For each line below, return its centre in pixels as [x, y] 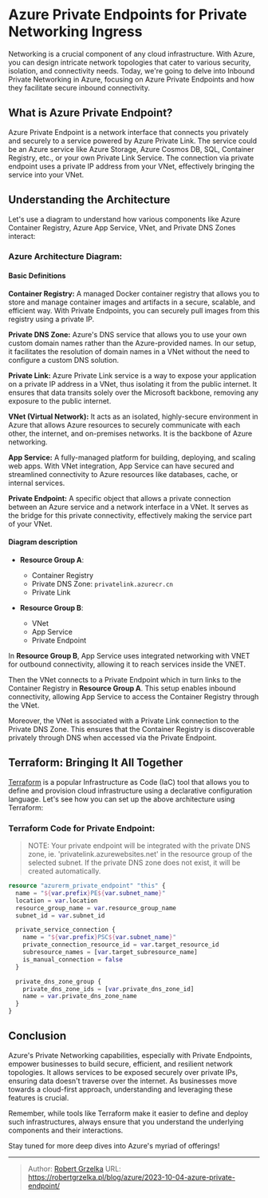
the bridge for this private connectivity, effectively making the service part [130, 515]
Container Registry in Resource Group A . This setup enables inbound [122, 688]
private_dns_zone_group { [59, 981]
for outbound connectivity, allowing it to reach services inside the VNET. [127, 664]
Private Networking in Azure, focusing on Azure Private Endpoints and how [132, 79]
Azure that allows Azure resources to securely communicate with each [124, 424]
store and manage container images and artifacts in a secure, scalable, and [132, 302]
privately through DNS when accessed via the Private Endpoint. [112, 738]
